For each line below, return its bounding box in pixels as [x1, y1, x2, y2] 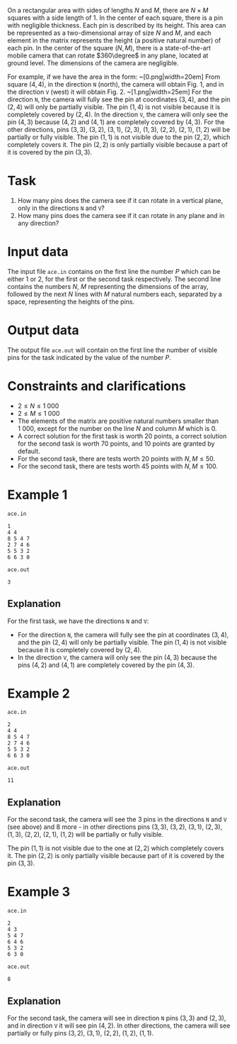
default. [17, 446, 40, 455]
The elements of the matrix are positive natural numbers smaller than [17, 417, 219, 425]
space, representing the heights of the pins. [7, 297, 135, 306]
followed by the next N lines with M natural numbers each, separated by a [7, 290, 223, 298]
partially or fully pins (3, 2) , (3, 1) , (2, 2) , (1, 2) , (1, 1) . [7, 1029, 154, 1037]
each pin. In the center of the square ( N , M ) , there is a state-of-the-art [7, 44, 211, 52]
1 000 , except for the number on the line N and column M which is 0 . [17, 424, 217, 432]
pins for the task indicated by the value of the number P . [7, 353, 171, 361]
